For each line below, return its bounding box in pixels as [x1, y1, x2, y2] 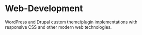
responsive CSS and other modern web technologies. [5, 24, 112, 30]
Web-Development [5, 3, 83, 14]
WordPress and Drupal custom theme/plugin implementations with [5, 19, 138, 25]
